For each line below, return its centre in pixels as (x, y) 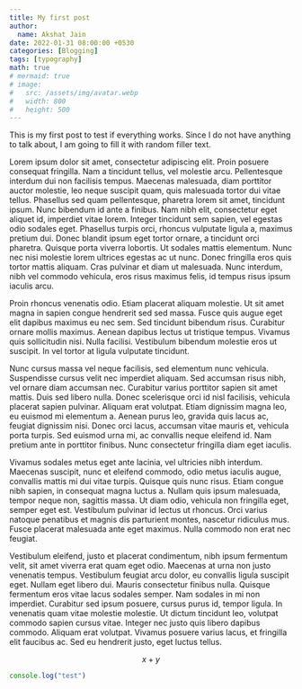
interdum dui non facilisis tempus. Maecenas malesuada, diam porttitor (141, 181)
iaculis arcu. (31, 286)
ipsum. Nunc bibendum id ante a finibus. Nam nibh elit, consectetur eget (143, 210)
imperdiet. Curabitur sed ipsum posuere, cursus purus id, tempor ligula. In (146, 604)
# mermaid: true (40, 76)
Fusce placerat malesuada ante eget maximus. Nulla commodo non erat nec (150, 529)
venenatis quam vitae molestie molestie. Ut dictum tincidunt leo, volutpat (144, 614)
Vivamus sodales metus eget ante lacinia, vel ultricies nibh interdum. (136, 463)
